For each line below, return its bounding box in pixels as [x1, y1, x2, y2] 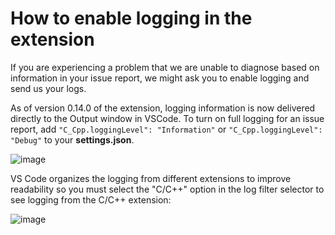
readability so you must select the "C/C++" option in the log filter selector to [10, 183, 325, 195]
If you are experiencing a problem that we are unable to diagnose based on [10, 61, 320, 73]
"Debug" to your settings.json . [10, 133, 135, 146]
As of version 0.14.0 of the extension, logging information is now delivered [10, 102, 316, 114]
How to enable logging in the [10, 7, 253, 30]
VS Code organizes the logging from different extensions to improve [10, 172, 292, 184]
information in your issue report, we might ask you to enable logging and [10, 72, 310, 84]
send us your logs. [10, 82, 87, 94]
